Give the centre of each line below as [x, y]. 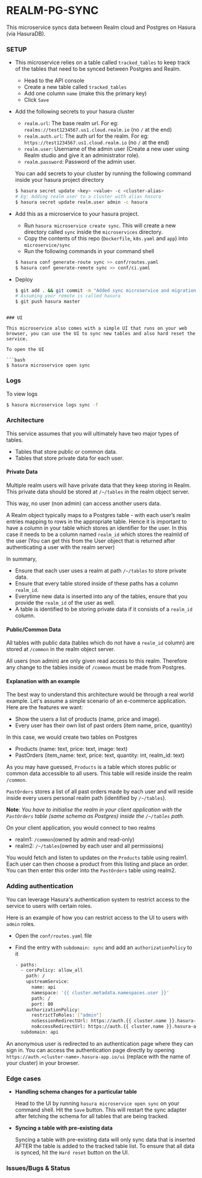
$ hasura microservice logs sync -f [52, 405]
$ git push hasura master [47, 302]
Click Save [36, 100]
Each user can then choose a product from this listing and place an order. [97, 864]
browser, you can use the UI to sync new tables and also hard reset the [101, 334]
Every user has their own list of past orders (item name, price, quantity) [103, 726]
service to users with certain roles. [49, 906]
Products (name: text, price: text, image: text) [71, 749]
